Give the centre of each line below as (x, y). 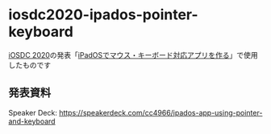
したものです (29, 65)
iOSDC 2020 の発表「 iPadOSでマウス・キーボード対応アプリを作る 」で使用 (133, 55)
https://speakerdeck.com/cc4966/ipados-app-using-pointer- (161, 112)
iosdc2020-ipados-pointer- (104, 15)
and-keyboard (32, 121)
